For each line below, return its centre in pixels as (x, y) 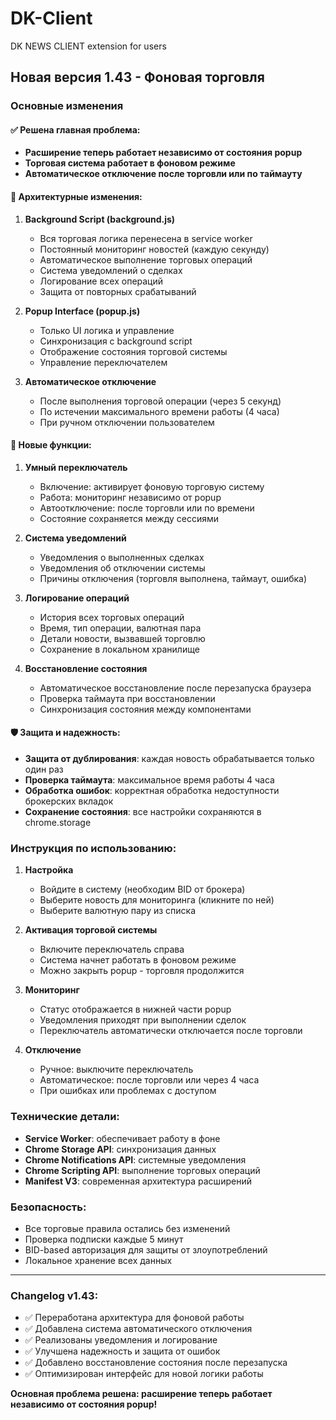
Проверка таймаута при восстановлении (127, 698)
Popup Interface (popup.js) (82, 311)
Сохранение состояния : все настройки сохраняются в (143, 812)
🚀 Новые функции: (51, 445)
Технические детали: (65, 1117)
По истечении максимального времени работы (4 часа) (159, 411)
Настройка (49, 870)
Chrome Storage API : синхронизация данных (120, 1149)
